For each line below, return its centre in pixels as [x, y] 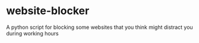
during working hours [33, 33]
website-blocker [48, 11]
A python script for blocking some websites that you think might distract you [99, 27]
